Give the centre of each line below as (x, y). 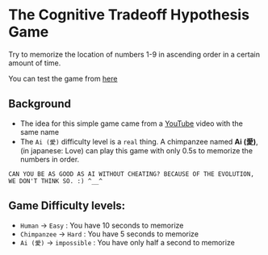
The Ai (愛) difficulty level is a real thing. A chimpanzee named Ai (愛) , (139, 141)
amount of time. (35, 63)
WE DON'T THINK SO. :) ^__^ (56, 181)
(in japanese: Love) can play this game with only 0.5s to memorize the (136, 150)
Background (40, 104)
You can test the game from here (63, 78)
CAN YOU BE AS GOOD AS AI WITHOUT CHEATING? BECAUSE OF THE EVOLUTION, (131, 174)
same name (39, 132)
